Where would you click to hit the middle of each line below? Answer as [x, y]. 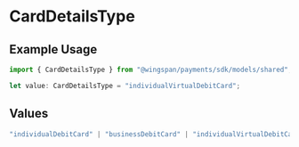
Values [29, 114]
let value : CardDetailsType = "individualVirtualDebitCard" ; [125, 86]
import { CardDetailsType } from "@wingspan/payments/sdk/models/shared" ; [151, 69]
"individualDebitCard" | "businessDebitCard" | [99, 134]
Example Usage [53, 49]
